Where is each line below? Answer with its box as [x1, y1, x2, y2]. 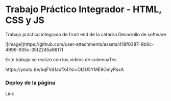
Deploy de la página [5, 79, 55, 86]
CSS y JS [5, 14, 45, 26]
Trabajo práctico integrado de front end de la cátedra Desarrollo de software [5, 31, 166, 37]
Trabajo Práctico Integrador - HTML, [5, 4, 162, 15]
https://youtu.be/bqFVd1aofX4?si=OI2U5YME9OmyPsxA [5, 66, 124, 72]
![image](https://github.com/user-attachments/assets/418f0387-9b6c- [5, 41, 154, 47]
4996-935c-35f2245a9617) [5, 46, 64, 53]
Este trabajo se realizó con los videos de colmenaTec [5, 56, 117, 62]
